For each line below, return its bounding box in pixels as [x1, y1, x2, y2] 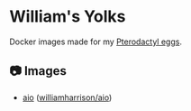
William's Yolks [9, 6, 126, 27]
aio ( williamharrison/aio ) [22, 92, 113, 103]
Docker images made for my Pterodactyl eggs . [9, 36, 183, 47]
